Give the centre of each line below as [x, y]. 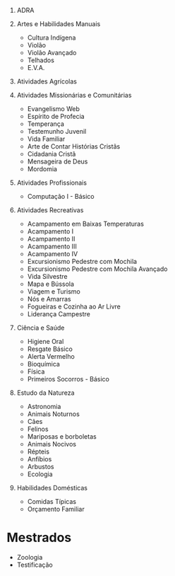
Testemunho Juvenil [57, 131]
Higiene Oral [46, 341]
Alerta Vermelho [51, 356]
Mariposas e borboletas [62, 437]
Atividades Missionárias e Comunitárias [74, 95]
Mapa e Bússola [51, 284]
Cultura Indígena [52, 38]
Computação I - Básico [61, 196]
